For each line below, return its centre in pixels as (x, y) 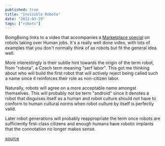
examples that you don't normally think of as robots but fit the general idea (81, 48)
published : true (22, 10)
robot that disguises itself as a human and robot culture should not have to (81, 99)
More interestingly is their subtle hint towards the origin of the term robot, (80, 63)
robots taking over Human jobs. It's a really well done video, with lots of (78, 43)
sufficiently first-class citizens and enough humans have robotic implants (79, 124)
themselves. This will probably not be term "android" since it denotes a (77, 93)
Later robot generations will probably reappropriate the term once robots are (83, 118)
